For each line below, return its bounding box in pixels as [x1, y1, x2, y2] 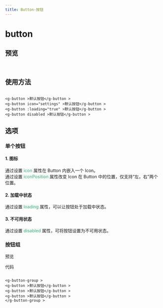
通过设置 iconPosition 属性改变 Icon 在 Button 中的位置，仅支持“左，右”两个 [5, 173, 159, 179]
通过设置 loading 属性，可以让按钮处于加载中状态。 [5, 204, 109, 210]
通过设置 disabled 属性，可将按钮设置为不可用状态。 [5, 228, 111, 234]
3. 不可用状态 [5, 216, 32, 222]
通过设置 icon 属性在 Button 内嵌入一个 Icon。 [5, 168, 98, 173]
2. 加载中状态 [5, 192, 32, 198]
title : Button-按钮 [5, 7, 44, 12]
